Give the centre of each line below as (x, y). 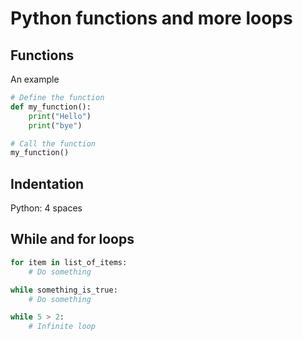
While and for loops (72, 239)
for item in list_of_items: (69, 262)
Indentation (47, 183)
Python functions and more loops (151, 18)
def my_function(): (51, 107)
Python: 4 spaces (46, 208)
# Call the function (53, 143)
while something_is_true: (64, 290)
